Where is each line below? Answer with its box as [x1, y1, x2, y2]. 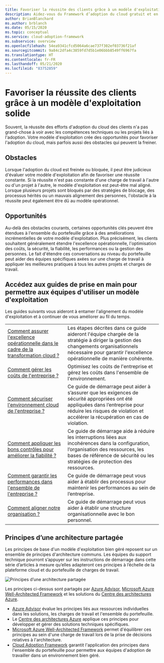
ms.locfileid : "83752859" [5, 66, 58, 71]
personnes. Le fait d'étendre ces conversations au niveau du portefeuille [5, 251, 151, 257]
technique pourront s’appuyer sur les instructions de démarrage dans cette [5, 557, 156, 563]
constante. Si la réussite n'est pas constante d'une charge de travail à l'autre [5, 177, 159, 183]
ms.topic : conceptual [5, 30, 49, 35]
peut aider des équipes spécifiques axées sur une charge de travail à [5, 256, 144, 261]
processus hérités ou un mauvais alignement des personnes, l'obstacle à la [5, 192, 157, 198]
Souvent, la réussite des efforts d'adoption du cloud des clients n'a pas [5, 124, 148, 130]
